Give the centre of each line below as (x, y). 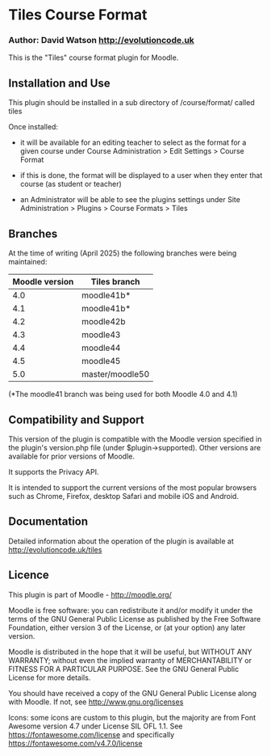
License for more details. (50, 678)
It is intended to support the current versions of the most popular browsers (133, 488)
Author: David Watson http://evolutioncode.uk (102, 40)
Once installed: (33, 127)
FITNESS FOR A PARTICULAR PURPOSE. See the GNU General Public (124, 669)
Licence (29, 575)
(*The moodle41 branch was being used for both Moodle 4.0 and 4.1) (123, 395)
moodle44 (101, 348)
